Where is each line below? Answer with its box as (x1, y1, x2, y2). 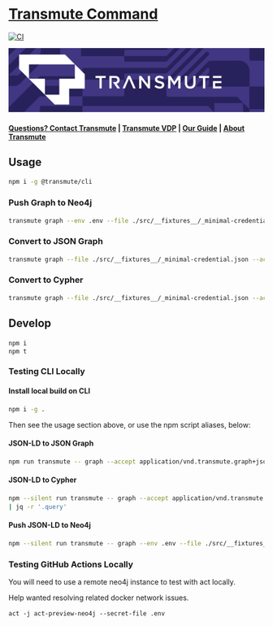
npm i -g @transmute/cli (8, 178, 93, 186)
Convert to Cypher (8, 274, 84, 285)
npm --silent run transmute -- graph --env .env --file (8, 539, 201, 547)
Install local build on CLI (8, 386, 91, 396)
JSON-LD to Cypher (8, 475, 77, 485)
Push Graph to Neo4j (8, 197, 93, 208)
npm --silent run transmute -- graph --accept (8, 493, 169, 502)
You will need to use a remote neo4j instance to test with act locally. (8, 576, 236, 586)
